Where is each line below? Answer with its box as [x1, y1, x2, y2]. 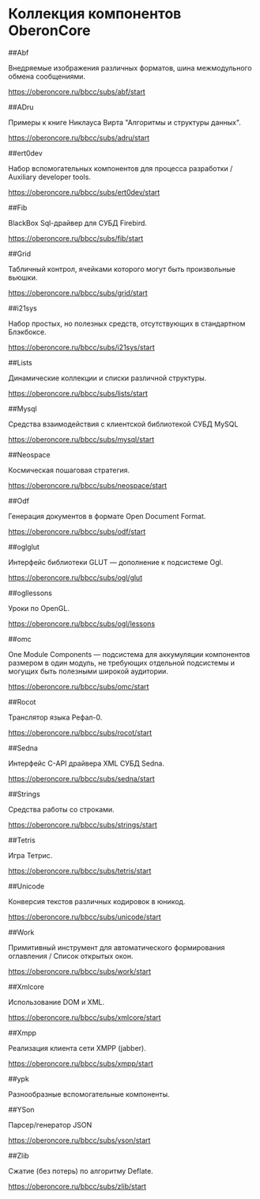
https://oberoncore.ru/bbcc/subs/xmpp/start [8, 1059, 154, 1068]
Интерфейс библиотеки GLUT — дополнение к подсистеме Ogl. [8, 557, 224, 567]
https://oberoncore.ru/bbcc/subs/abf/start [8, 86, 146, 96]
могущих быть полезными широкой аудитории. [8, 666, 168, 676]
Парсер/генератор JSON [8, 1120, 92, 1129]
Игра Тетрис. [8, 850, 53, 860]
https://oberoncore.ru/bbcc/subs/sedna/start [8, 773, 156, 783]
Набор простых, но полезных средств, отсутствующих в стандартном [8, 319, 246, 328]
